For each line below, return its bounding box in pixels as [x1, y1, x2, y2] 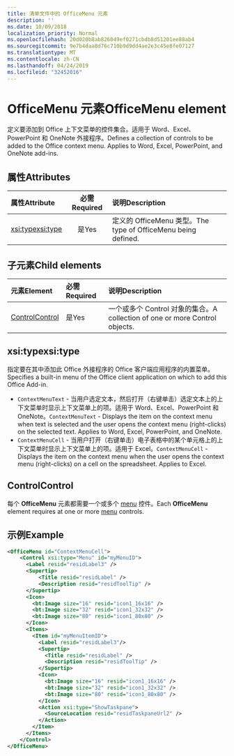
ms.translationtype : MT [7, 50, 77, 57]
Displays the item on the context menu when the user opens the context [17, 452, 224, 461]
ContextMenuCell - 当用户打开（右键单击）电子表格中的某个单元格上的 [17, 436, 217, 444]
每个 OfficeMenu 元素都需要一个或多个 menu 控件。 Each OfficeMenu [7, 499, 208, 507]
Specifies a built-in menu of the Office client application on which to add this [7, 373, 227, 381]
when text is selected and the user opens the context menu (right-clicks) [17, 420, 226, 428]
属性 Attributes [7, 171, 71, 183]
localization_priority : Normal [7, 29, 98, 37]
